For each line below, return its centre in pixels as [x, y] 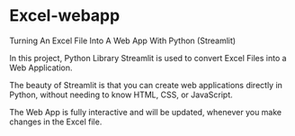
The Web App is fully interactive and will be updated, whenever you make [146, 112]
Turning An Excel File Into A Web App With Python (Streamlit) [123, 41]
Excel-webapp [65, 16]
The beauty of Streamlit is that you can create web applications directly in [146, 85]
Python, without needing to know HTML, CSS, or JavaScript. [121, 95]
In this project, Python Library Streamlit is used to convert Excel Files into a [148, 58]
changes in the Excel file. [56, 122]
